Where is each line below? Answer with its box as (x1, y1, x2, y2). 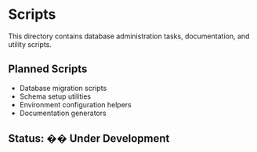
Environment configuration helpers (19, 100, 132, 109)
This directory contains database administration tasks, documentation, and (8, 31, 250, 41)
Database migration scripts (19, 83, 107, 92)
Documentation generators (19, 108, 107, 118)
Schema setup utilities (19, 92, 92, 101)
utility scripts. (8, 39, 52, 49)
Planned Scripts (8, 63, 88, 76)
